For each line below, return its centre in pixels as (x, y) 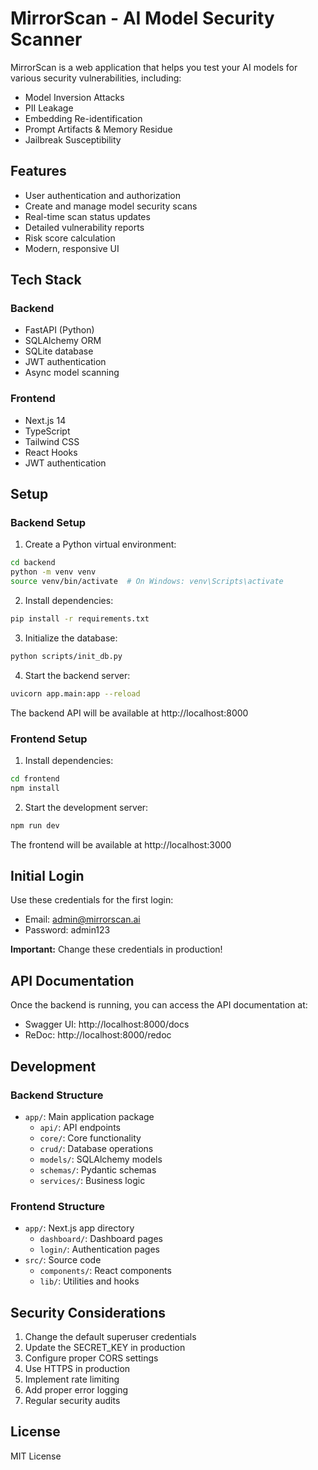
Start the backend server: (77, 675)
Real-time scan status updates (87, 216)
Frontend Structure (58, 1206)
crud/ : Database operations (96, 1148)
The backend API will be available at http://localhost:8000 (129, 713)
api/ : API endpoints (80, 1127)
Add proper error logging (76, 1390)
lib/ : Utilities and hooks (89, 1281)
